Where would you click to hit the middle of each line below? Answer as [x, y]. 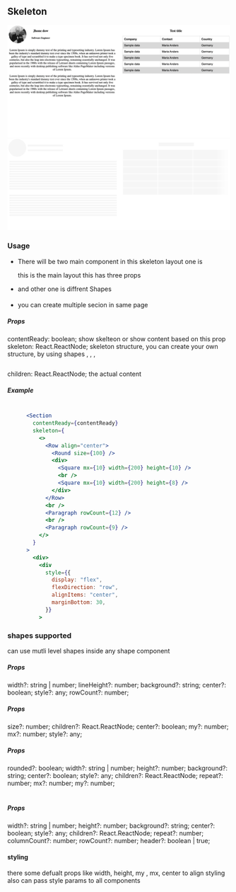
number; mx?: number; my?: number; [61, 783]
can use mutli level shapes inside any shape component [89, 651]
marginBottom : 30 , [79, 602]
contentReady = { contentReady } [76, 423]
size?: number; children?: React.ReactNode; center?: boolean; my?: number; [118, 726]
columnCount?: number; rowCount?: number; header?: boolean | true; [109, 841]
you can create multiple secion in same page [83, 305]
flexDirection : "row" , [85, 588]
